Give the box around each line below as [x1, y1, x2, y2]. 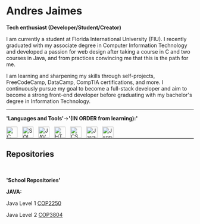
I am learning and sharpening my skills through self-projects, [6, 72, 155, 79]
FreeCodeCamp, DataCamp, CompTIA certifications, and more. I [6, 79, 164, 86]
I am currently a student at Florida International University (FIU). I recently [6, 35, 187, 42]
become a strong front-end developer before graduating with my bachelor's [6, 91, 192, 98]
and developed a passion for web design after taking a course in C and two [6, 48, 190, 55]
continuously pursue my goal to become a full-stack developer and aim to [6, 85, 187, 92]
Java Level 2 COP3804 [6, 211, 63, 218]
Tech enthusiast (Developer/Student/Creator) [6, 24, 122, 31]
